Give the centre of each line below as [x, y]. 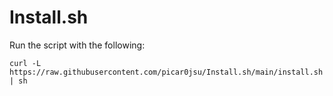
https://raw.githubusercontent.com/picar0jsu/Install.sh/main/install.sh [166, 72]
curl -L [25, 63]
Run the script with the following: [77, 45]
